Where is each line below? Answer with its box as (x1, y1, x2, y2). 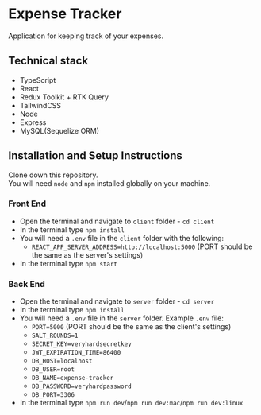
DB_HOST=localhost (31, 357, 93, 366)
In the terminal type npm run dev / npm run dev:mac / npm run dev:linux (19, 398, 244, 408)
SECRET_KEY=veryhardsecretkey (31, 340, 132, 348)
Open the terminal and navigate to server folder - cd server (19, 297, 215, 306)
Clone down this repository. (8, 170, 98, 180)
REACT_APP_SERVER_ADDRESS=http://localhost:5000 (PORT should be (31, 242, 253, 251)
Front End (8, 198, 47, 209)
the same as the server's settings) (31, 250, 144, 259)
